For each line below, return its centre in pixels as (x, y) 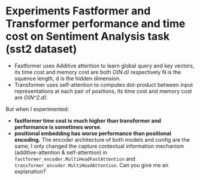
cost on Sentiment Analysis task (88, 36)
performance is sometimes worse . (58, 127)
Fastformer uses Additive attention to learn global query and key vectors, (104, 65)
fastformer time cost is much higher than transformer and (87, 120)
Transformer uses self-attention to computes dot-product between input (103, 84)
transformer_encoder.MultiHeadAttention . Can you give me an (91, 165)
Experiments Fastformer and (78, 11)
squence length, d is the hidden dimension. (67, 78)
